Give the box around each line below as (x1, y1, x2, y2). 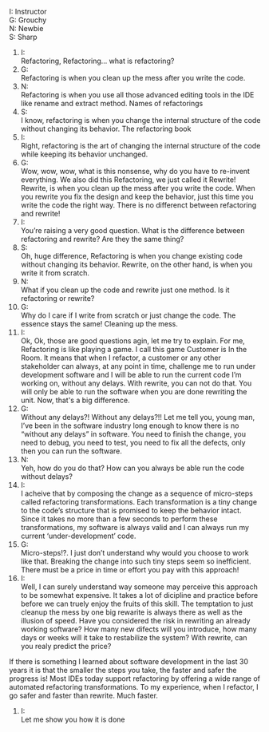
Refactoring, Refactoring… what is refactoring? (20, 56, 175, 65)
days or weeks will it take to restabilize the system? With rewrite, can (20, 633, 247, 642)
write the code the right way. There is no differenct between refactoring (20, 200, 257, 210)
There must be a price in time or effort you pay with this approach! (20, 565, 239, 574)
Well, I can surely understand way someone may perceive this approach (20, 582, 258, 592)
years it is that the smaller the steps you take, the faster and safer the (9, 666, 237, 675)
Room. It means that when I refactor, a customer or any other (20, 353, 222, 362)
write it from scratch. (20, 268, 90, 278)
